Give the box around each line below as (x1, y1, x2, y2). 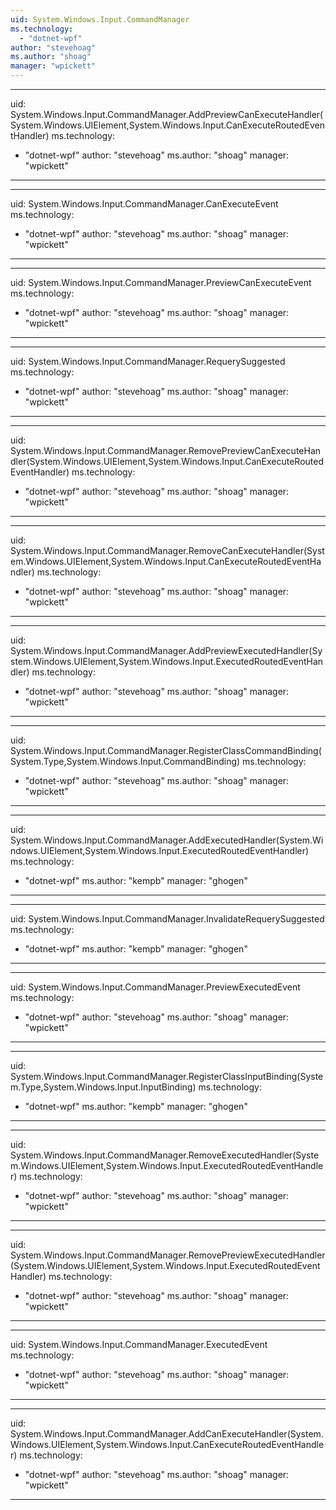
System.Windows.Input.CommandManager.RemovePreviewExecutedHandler (10, 1249, 326, 1261)
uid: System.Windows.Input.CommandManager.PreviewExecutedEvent (10, 981, 301, 993)
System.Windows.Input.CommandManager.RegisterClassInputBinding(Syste (10, 1071, 324, 1082)
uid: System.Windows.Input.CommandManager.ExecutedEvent (10, 1339, 268, 1350)
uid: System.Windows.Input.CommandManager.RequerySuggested (10, 356, 286, 367)
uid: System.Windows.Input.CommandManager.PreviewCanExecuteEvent (10, 277, 312, 288)
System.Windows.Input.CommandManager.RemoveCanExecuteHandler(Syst (10, 545, 325, 556)
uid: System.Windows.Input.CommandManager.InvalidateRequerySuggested (10, 913, 325, 925)
